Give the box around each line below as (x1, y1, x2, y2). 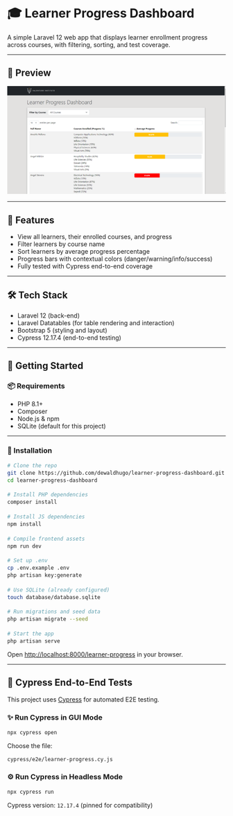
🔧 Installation (7, 445, 53, 455)
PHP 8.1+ (17, 399, 44, 408)
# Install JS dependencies (7, 514, 85, 521)
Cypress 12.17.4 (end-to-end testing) (17, 333, 121, 342)
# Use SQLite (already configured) (7, 587, 110, 593)
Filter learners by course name (17, 240, 105, 248)
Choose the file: (7, 741, 53, 749)
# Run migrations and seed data (7, 608, 101, 616)
